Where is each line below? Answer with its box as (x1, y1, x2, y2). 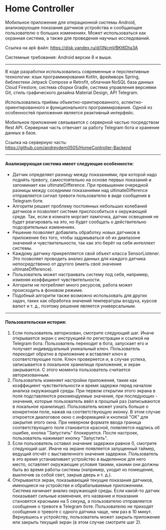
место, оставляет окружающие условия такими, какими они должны (12, 461, 159, 468)
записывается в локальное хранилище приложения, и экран (12, 362, 141, 368)
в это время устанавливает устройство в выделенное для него (12, 456, 146, 462)
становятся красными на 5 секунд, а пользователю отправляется (12, 498, 152, 504)
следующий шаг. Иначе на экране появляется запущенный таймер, (12, 446, 156, 452)
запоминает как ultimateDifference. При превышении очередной (12, 182, 148, 188)
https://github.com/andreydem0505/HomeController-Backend (5, 145, 132, 150)
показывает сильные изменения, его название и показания (12, 493, 138, 499)
